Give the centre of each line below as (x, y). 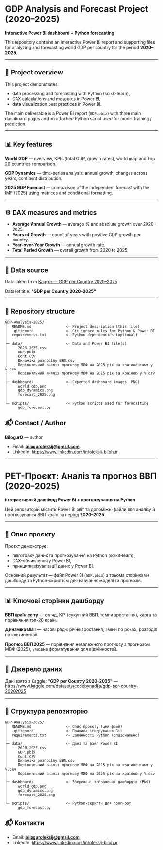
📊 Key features (29, 144)
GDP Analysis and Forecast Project (77, 9)
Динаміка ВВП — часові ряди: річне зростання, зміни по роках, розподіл (81, 629)
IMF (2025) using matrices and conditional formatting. (59, 193)
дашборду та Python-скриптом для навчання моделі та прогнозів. (73, 580)
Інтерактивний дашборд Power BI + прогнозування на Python (70, 499)
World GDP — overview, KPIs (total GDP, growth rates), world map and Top (80, 158)
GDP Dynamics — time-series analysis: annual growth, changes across (76, 173)
